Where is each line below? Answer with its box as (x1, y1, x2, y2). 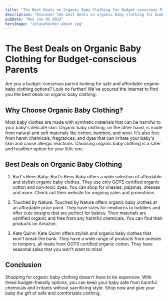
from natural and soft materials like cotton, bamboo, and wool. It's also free (5, 130, 160, 136)
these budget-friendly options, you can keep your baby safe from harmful (5, 279, 157, 285)
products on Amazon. (12, 220, 57, 226)
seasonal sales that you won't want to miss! (12, 246, 102, 252)
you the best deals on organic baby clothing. (5, 91, 97, 98)
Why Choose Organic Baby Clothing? (5, 106, 123, 114)
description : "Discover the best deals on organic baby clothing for (5, 12, 153, 17)
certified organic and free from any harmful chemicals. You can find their (12, 215, 163, 221)
